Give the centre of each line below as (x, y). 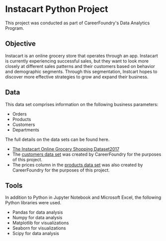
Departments (26, 129)
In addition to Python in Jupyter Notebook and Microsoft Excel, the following (83, 197)
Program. (15, 28)
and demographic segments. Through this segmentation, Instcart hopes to (81, 71)
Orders (19, 114)
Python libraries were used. (33, 203)
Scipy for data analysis (36, 234)
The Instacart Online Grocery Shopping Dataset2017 (66, 149)
